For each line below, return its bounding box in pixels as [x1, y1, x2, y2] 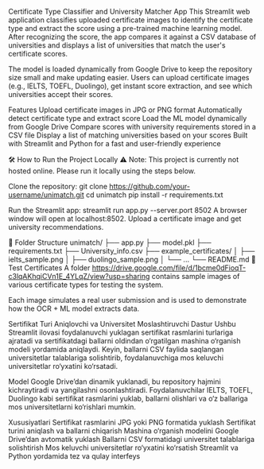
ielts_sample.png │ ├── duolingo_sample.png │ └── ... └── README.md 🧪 [8, 254, 256, 264]
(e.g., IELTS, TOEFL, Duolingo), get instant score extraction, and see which [8, 81, 253, 91]
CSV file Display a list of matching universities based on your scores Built [8, 130, 248, 140]
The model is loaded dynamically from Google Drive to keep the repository [8, 64, 253, 74]
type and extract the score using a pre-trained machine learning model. [8, 24, 243, 33]
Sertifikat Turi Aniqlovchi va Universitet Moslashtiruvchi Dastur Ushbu [8, 320, 236, 328]
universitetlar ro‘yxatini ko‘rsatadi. [8, 362, 118, 370]
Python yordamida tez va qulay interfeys [8, 452, 141, 460]
